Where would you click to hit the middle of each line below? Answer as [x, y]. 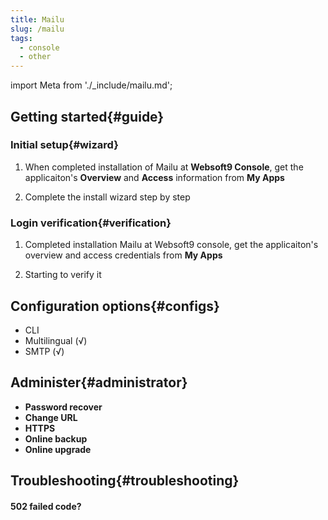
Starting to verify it [63, 275]
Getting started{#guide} [87, 116]
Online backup [56, 438]
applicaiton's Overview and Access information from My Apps [154, 177]
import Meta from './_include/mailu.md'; [91, 85]
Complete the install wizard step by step [107, 197]
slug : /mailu [37, 29]
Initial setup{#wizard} [64, 145]
